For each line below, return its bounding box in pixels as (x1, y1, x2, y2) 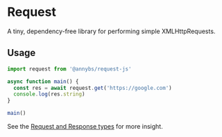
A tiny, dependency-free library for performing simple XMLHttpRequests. (7, 27, 216, 35)
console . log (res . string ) (13, 91, 85, 98)
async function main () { (7, 77, 79, 85)
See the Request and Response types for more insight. (7, 122, 163, 130)
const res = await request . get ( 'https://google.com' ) (13, 84, 172, 91)
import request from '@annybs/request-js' (7, 65, 132, 73)
